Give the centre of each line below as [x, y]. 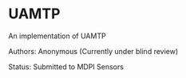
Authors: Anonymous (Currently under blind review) [93, 51]
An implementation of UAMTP [57, 36]
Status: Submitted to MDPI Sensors [66, 66]
